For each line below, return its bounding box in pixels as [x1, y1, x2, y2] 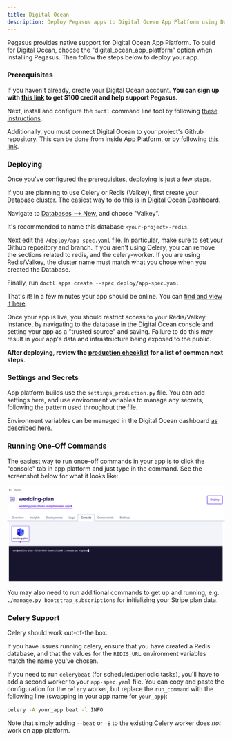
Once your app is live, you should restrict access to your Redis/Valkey [7, 313, 206, 321]
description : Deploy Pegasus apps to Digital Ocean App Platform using [7, 18, 217, 26]
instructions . [7, 114, 43, 122]
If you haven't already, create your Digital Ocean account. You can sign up [7, 86, 220, 94]
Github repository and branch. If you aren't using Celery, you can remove [7, 243, 215, 252]
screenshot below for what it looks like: [7, 471, 119, 480]
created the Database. [7, 265, 70, 274]
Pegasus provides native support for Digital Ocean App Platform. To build [7, 38, 215, 46]
